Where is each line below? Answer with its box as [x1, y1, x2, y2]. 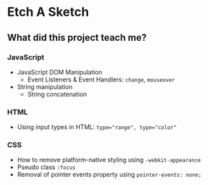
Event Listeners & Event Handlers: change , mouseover [27, 75, 176, 84]
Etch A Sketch [7, 4, 90, 20]
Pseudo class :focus [17, 163, 76, 171]
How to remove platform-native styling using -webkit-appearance [17, 156, 201, 164]
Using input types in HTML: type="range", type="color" [17, 123, 177, 131]
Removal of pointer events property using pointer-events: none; [17, 171, 202, 179]
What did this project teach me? [7, 32, 147, 43]
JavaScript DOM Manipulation [17, 68, 103, 76]
